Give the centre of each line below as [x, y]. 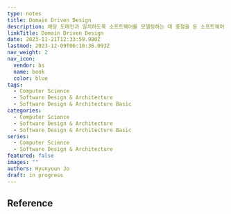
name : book [29, 72]
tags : [15, 85]
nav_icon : [22, 59]
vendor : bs [29, 65]
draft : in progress [35, 175]
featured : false [31, 156]
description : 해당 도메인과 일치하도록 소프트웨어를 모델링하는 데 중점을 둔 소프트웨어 [116, 26]
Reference [30, 203]
